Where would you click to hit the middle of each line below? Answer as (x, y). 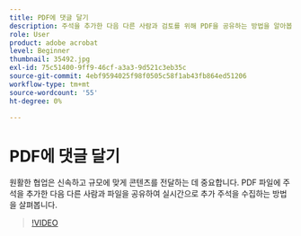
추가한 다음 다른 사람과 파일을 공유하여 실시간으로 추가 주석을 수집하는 (148, 194)
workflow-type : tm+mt (50, 84)
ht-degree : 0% (36, 101)
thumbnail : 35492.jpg (50, 59)
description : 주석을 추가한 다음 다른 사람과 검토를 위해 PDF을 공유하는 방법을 (140, 26)
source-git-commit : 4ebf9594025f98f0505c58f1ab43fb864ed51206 (128, 76)
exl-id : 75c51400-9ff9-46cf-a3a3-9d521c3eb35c (98, 68)
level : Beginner (40, 51)
